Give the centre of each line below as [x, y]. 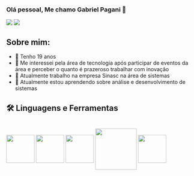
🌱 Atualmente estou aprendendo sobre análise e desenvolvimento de [100, 82]
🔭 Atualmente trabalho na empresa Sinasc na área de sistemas [92, 76]
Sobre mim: [28, 42]
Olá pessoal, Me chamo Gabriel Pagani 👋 [66, 10]
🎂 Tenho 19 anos [35, 57]
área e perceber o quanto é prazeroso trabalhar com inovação [92, 69]
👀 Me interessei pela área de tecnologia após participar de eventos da [102, 63]
